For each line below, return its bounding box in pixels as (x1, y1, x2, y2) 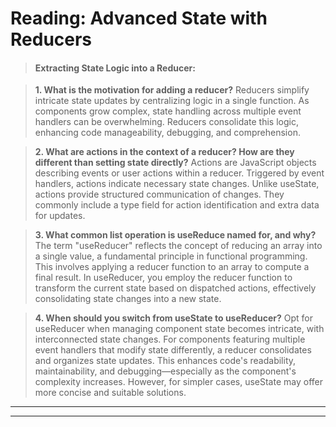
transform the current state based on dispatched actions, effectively (34, 282, 317, 294)
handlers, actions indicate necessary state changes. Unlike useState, (34, 178, 320, 190)
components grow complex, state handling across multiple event (34, 105, 302, 117)
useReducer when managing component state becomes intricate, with (34, 323, 325, 335)
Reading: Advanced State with (10, 7, 268, 30)
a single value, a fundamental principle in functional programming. (34, 250, 308, 262)
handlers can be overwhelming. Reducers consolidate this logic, (34, 116, 299, 128)
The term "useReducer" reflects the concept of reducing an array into (34, 240, 323, 252)
